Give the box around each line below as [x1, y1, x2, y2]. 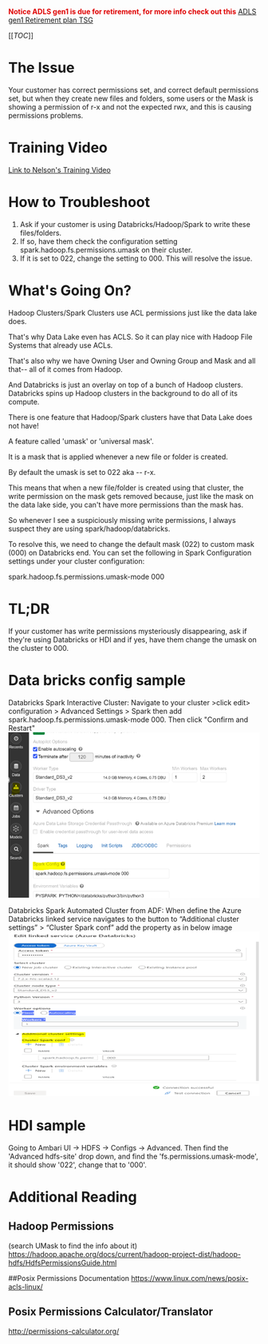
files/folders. [19, 228, 62, 237]
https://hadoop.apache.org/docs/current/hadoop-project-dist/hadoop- [8, 1249, 242, 1258]
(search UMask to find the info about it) [8, 1241, 138, 1250]
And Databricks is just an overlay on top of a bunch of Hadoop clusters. [8, 380, 243, 389]
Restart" [8, 723, 36, 732]
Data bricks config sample [8, 671, 186, 689]
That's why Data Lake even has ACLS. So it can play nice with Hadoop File [8, 332, 253, 341]
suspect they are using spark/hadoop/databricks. [8, 524, 171, 533]
